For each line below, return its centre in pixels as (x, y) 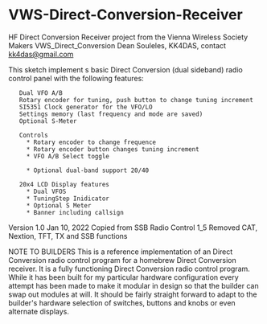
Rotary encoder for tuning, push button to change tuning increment (136, 100)
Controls (33, 135)
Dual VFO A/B (41, 93)
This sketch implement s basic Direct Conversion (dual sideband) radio (125, 69)
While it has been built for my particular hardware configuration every (123, 277)
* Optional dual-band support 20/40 (88, 170)
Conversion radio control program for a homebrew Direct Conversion (123, 260)
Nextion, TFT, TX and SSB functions (68, 236)
